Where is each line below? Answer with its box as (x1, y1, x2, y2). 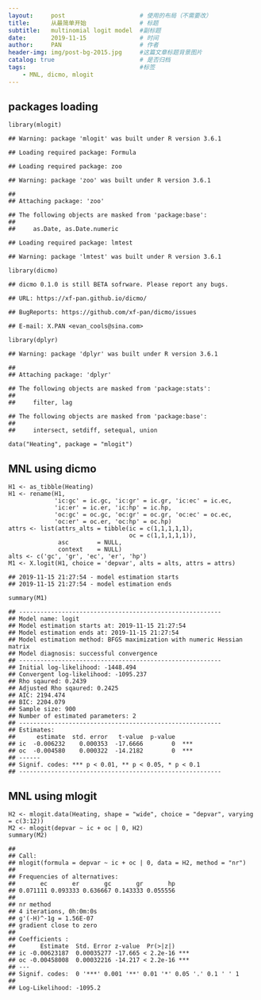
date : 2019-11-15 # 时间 (8, 33, 159, 42)
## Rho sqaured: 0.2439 (8, 678, 87, 686)
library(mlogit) (8, 121, 62, 129)
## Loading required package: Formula (8, 148, 136, 157)
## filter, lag (8, 398, 73, 407)
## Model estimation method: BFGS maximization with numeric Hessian (8, 636, 244, 644)
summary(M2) (8, 831, 48, 840)
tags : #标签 (8, 63, 155, 71)
